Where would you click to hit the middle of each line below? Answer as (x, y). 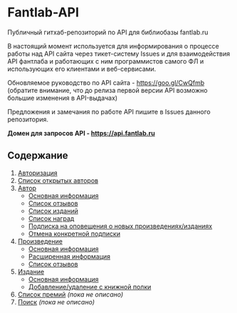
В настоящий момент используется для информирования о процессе (113, 46)
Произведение (40, 241)
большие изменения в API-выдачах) (63, 98)
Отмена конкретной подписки (74, 234)
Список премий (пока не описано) (70, 294)
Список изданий (53, 211)
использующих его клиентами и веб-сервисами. (82, 69)
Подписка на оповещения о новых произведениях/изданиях (120, 226)
